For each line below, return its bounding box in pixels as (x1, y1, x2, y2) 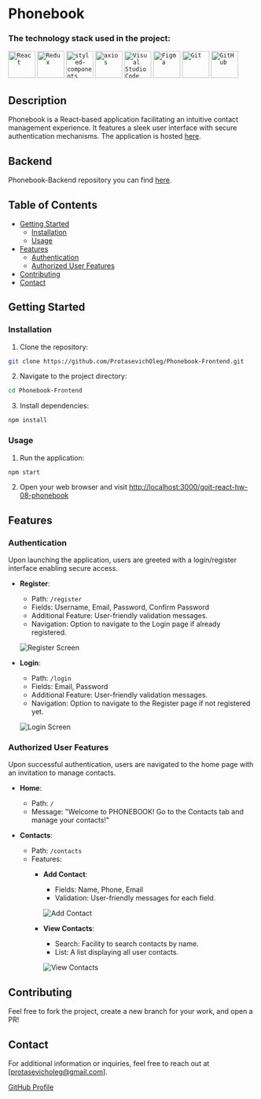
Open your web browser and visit (19, 482, 128, 492)
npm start (8, 468, 41, 476)
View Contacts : (42, 924, 95, 933)
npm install (8, 416, 47, 424)
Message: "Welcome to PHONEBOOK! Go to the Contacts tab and (31, 807, 244, 817)
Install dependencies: (19, 401, 90, 411)
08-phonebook (19, 490, 69, 501)
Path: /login (31, 673, 72, 683)
